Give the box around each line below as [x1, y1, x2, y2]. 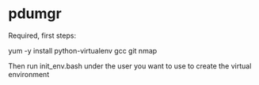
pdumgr [8, 5, 62, 23]
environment [8, 69, 50, 79]
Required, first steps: [8, 31, 77, 40]
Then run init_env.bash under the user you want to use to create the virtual [8, 61, 252, 71]
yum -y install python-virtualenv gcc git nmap [8, 46, 158, 55]
